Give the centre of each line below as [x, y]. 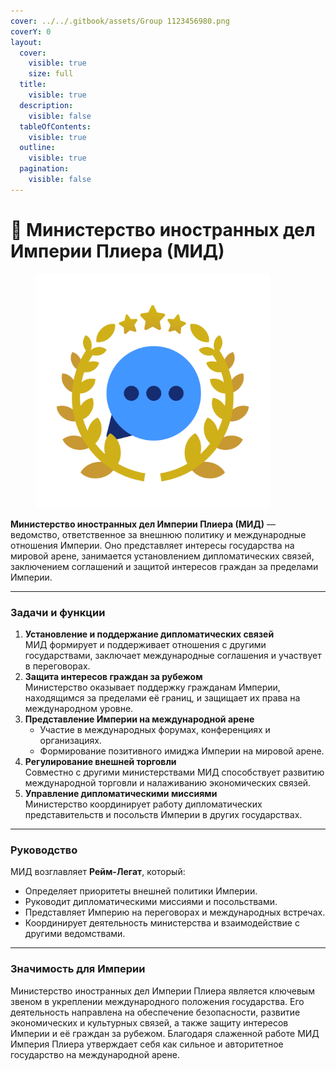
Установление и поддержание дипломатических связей [149, 634]
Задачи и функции [58, 612]
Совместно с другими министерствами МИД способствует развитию [174, 772]
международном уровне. [79, 708]
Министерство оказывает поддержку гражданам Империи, [152, 687]
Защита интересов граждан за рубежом [113, 676]
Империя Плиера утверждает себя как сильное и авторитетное [147, 1044]
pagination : [44, 169]
